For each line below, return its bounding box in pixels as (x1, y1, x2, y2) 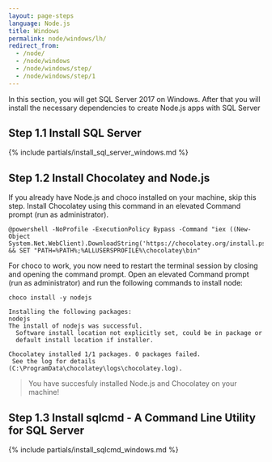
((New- (229, 226, 252, 234)
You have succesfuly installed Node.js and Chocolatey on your (28, 379, 237, 388)
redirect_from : (8, 42, 60, 50)
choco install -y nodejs (8, 294, 92, 302)
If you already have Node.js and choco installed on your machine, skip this (8, 193, 257, 202)
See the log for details (11, 358, 96, 366)
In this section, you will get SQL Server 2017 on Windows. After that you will (8, 94, 261, 104)
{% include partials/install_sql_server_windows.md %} (8, 147, 189, 158)
